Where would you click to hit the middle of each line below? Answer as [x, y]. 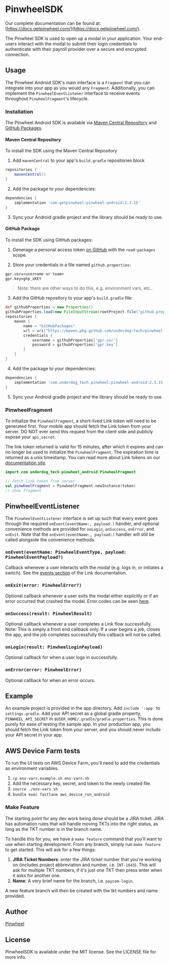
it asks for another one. [36, 875]
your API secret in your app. [34, 735]
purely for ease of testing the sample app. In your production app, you [78, 724]
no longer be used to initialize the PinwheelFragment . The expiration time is [82, 452]
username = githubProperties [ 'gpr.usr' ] [75, 340]
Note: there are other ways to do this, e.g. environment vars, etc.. [85, 288]
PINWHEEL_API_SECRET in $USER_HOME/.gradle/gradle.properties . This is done [84, 719]
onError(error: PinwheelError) [44, 670]
